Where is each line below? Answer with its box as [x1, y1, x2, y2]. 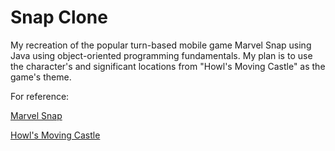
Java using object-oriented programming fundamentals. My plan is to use [10, 49, 313, 61]
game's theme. [10, 71, 72, 83]
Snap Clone [10, 6, 108, 29]
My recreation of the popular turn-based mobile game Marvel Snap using [10, 39, 312, 51]
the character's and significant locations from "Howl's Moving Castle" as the [10, 60, 326, 72]
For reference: [10, 90, 70, 102]
